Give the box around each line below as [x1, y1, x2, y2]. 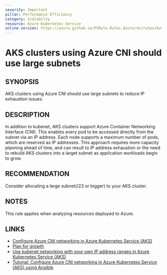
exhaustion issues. [5, 96, 43, 102]
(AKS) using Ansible [12, 265, 54, 271]
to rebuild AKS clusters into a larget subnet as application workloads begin [5, 150, 158, 156]
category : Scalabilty [5, 16, 50, 21]
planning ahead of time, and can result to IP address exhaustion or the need [5, 145, 161, 151]
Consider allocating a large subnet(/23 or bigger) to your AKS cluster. [5, 183, 148, 189]
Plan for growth [12, 243, 44, 249]
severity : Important [5, 7, 48, 12]
